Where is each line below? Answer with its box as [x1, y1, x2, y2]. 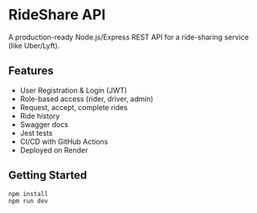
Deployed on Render [19, 145, 88, 154]
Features [8, 64, 54, 78]
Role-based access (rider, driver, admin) [19, 94, 154, 104]
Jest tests [19, 128, 53, 137]
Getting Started [8, 169, 88, 182]
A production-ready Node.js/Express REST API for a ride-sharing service [8, 32, 249, 42]
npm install [8, 190, 48, 198]
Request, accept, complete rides [19, 102, 128, 112]
